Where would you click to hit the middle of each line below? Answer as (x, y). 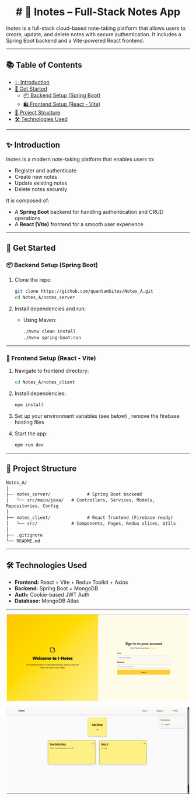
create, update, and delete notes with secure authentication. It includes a (94, 34)
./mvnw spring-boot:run (52, 337)
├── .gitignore (24, 535)
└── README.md (23, 541)
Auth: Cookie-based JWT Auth (52, 595)
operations (27, 218)
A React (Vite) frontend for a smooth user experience (79, 224)
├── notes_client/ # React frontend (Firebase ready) (90, 518)
